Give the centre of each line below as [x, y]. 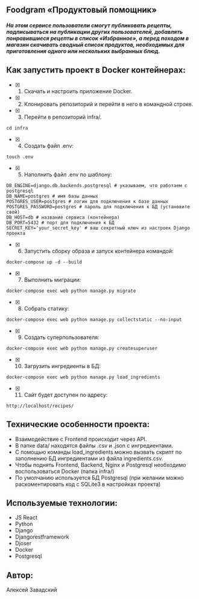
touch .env [20, 157]
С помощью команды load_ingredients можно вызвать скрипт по [98, 452]
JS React [26, 518]
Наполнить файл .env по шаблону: [68, 174]
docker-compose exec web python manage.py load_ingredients [84, 377]
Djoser [23, 543]
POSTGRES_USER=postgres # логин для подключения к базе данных [87, 201]
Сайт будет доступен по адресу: [66, 395]
